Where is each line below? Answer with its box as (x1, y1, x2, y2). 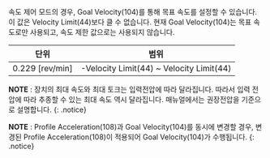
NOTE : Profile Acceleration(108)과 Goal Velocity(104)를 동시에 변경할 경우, (8, 122, 254, 131)
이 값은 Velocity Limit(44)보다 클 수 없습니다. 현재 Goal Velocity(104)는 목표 (8, 17, 252, 27)
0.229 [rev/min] (12, 63, 73, 74)
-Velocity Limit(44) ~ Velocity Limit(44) (80, 63, 232, 74)
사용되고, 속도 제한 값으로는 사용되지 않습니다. (29, 28, 175, 36)
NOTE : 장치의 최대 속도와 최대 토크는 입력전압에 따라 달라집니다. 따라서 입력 (8, 84, 251, 94)
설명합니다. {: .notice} (16, 105, 87, 114)
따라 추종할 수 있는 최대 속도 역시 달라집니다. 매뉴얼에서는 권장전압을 (23, 95, 240, 104)
